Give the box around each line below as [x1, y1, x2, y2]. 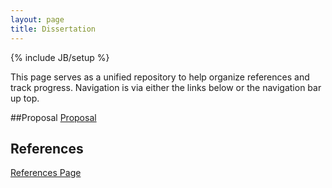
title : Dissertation [10, 24, 97, 34]
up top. [10, 92, 40, 104]
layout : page [10, 14, 65, 25]
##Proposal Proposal [10, 111, 97, 123]
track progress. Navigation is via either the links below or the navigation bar [10, 81, 322, 93]
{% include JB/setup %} [10, 51, 110, 63]
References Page [10, 167, 82, 179]
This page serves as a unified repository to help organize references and [10, 71, 310, 83]
